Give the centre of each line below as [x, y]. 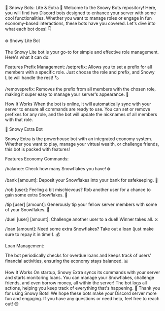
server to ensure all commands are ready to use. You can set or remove [78, 109]
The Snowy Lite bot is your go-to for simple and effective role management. [82, 52]
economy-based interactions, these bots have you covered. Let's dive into [81, 23]
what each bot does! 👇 [28, 29]
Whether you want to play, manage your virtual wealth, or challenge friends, [82, 144]
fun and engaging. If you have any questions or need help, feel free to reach [82, 298]
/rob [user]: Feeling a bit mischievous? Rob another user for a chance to [78, 190]
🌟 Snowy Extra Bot [24, 129]
